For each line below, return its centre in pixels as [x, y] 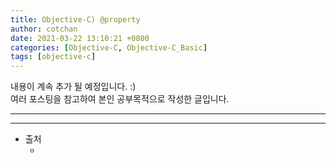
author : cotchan [44, 29]
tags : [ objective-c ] [53, 57]
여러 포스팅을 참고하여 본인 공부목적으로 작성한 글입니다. [120, 99]
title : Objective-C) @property [75, 19]
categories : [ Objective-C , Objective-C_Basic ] [109, 47]
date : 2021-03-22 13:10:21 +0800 [80, 38]
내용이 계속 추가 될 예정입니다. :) [73, 87]
